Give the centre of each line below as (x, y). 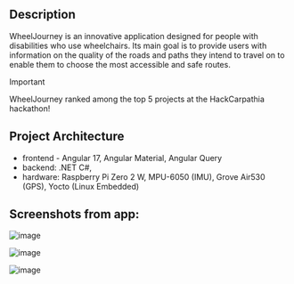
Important (27, 81)
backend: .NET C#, (57, 167)
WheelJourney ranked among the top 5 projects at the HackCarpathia (137, 99)
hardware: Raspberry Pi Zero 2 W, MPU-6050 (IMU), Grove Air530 (143, 176)
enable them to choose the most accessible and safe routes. (120, 64)
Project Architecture (67, 137)
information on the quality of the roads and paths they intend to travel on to (147, 55)
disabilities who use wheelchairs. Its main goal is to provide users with (138, 45)
